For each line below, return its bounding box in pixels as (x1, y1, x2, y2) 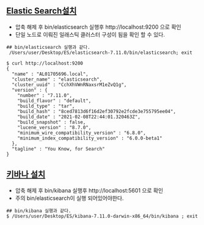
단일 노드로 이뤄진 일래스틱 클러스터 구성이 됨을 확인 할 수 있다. (15, 31, 165, 38)
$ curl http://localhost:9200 (6, 60, 84, 66)
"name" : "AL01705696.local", (12, 71, 89, 77)
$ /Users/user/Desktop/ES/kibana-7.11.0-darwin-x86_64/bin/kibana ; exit (6, 213, 199, 219)
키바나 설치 (6, 169, 46, 180)
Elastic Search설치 (6, 6, 77, 17)
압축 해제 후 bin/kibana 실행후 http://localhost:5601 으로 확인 (15, 186, 164, 194)
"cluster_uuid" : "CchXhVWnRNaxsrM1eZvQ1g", (12, 81, 127, 87)
